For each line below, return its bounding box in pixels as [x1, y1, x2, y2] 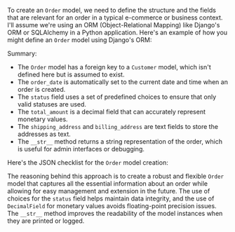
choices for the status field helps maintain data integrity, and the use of [7, 194, 215, 203]
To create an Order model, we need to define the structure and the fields [7, 6, 216, 14]
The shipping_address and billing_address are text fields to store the [17, 123, 219, 130]
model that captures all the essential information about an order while [7, 179, 208, 188]
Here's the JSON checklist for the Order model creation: [7, 158, 168, 167]
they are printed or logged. [7, 217, 85, 225]
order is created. [17, 86, 66, 93]
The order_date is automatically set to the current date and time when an [17, 78, 228, 86]
